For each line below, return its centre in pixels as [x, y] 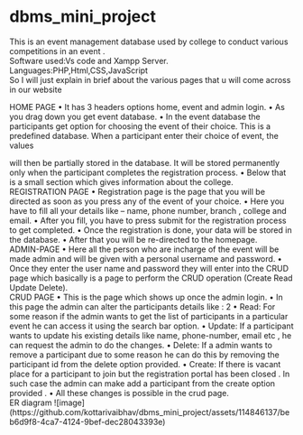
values [22, 145]
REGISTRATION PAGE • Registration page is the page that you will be [138, 191]
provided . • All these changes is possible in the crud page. [119, 393]
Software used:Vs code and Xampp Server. [89, 60]
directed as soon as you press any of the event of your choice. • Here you [147, 201]
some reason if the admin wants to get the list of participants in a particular [149, 316]
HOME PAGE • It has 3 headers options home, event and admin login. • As [147, 106]
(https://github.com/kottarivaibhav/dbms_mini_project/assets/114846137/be [150, 412]
